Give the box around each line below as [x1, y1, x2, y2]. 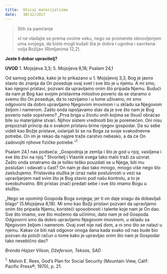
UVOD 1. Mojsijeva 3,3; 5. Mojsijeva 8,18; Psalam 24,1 [5, 65, 114, 71]
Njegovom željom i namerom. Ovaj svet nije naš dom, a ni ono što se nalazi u [5, 222, 163, 228]
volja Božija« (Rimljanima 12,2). [17, 46, 81, 52]
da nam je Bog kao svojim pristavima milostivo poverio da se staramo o [5, 91, 151, 97]
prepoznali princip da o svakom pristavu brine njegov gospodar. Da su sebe [5, 123, 161, 129]
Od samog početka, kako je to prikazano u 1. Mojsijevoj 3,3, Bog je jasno [5, 75, 154, 81]
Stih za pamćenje [17, 25, 53, 31]
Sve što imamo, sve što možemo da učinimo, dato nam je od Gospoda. [5, 211, 150, 217]
